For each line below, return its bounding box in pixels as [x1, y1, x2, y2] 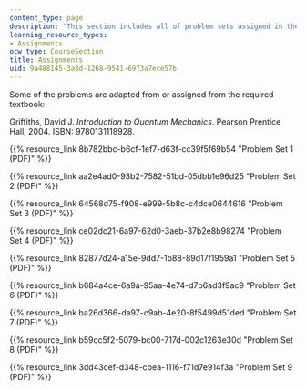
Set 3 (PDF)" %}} [9, 207, 74, 218]
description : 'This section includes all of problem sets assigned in [9, 22, 283, 31]
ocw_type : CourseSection [9, 47, 104, 56]
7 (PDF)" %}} [9, 316, 59, 327]
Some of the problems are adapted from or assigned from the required [9, 88, 274, 100]
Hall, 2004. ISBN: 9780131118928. [9, 125, 135, 136]
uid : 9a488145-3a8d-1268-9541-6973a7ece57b [9, 65, 178, 74]
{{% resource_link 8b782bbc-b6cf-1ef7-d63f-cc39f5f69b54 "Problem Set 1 [9, 143, 294, 155]
